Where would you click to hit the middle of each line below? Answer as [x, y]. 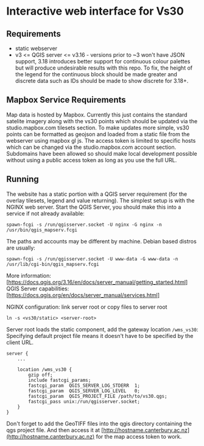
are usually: [21, 248]
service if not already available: [46, 213]
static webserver [36, 48]
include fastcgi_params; [60, 380]
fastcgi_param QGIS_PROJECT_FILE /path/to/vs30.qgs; [98, 396]
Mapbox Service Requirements [66, 100]
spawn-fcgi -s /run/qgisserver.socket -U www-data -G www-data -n [92, 259]
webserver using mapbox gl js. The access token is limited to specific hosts [101, 140]
